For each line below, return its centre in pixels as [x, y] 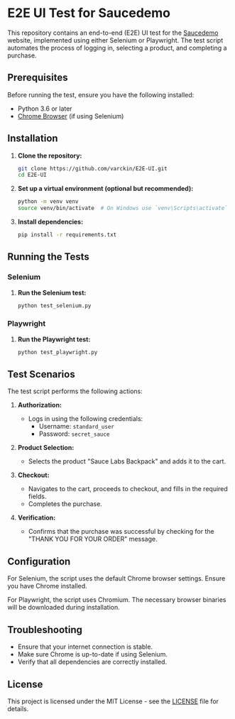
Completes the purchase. [65, 504]
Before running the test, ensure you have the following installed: [101, 94]
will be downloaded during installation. [64, 608]
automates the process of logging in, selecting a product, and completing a [117, 48]
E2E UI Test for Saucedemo [89, 13]
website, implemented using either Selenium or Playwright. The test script [115, 40]
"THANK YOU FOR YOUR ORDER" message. [93, 539]
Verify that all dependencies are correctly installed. [92, 662]
